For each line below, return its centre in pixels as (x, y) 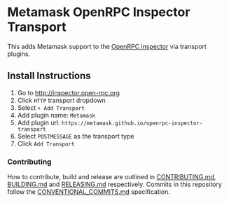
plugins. (19, 54)
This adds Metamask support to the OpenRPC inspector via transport (107, 46)
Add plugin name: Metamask (56, 115)
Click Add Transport (46, 143)
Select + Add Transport (51, 107)
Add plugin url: (39, 122)
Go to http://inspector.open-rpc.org (69, 92)
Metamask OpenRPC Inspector (99, 12)
